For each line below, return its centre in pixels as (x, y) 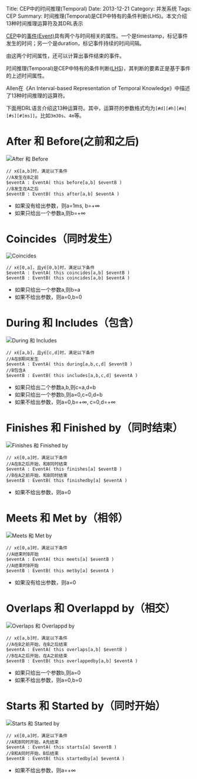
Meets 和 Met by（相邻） (67, 518)
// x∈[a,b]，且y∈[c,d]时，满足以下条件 (51, 352)
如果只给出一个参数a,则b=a (47, 289)
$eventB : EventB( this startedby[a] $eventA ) (66, 758)
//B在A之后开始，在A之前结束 (37, 656)
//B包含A (16, 370)
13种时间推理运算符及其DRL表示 (45, 23)
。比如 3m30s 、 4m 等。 (60, 115)
